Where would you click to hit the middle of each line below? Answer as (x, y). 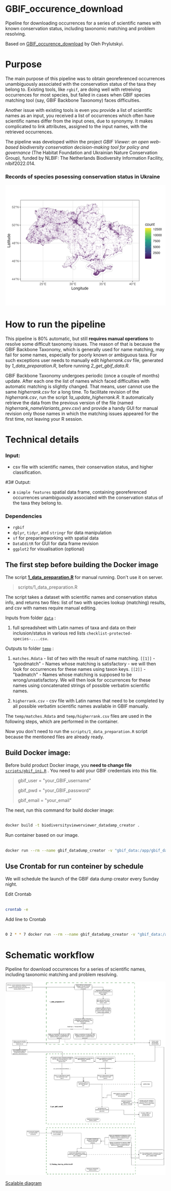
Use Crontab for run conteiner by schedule (75, 867)
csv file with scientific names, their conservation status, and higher (83, 467)
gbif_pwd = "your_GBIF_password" (54, 790)
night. (11, 884)
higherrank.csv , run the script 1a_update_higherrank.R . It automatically (80, 397)
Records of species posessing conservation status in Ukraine (83, 177)
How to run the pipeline (55, 324)
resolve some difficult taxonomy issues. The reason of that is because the (83, 344)
